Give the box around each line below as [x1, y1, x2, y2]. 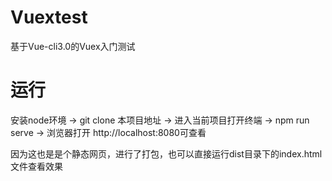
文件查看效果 [10, 160, 63, 172]
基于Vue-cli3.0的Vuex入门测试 [10, 40, 136, 52]
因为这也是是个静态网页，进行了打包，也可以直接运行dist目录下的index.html [10, 147, 323, 160]
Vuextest [10, 6, 88, 29]
